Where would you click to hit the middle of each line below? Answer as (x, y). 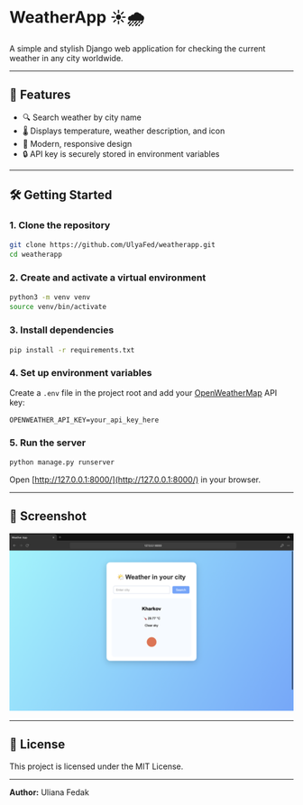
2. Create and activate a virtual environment (108, 278)
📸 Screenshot (48, 516)
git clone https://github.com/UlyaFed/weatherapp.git (113, 245)
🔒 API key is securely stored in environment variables (121, 153)
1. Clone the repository (60, 225)
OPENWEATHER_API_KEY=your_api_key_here (84, 420)
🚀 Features (40, 95)
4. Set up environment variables (81, 373)
